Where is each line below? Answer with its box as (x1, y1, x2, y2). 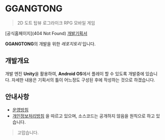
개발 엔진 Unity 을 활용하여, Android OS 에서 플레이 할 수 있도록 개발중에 (5, 70, 145, 76)
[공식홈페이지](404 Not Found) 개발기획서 (5, 30, 87, 36)
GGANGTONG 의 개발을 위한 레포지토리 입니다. (5, 40, 96, 47)
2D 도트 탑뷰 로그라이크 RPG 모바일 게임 (17, 20, 95, 26)
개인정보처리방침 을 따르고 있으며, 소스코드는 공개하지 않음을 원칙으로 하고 (12, 113, 155, 119)
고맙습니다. (17, 129, 39, 136)
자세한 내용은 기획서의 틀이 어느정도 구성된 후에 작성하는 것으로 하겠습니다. (11, 77, 156, 83)
